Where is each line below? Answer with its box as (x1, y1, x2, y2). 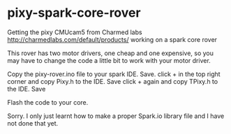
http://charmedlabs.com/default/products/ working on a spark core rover (7, 35, 218, 43)
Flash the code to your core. (7, 98, 89, 106)
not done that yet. (7, 119, 59, 127)
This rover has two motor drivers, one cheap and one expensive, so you (7, 49, 214, 57)
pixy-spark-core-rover (7, 5, 141, 21)
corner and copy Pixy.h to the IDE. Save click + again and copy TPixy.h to (7, 77, 218, 85)
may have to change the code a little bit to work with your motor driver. (7, 56, 211, 64)
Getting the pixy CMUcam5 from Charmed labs (7, 28, 142, 36)
